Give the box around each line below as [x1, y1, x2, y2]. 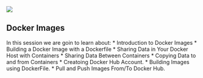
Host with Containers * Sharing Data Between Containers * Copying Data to [6, 51, 196, 59]
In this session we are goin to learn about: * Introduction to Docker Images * [6, 39, 197, 46]
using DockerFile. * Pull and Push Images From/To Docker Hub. [6, 65, 166, 72]
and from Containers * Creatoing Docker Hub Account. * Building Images [6, 58, 190, 65]
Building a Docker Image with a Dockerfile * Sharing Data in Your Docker [6, 45, 188, 53]
